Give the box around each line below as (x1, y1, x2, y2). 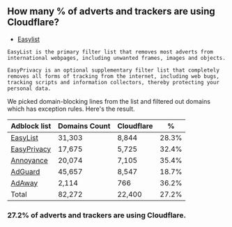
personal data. (7, 85, 52, 92)
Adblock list (10, 121, 52, 131)
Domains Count (58, 121, 111, 131)
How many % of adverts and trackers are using (7, 6, 215, 17)
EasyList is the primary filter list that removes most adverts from (7, 48, 214, 55)
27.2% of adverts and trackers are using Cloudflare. (7, 210, 187, 220)
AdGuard (10, 166, 40, 176)
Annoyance (10, 155, 49, 165)
